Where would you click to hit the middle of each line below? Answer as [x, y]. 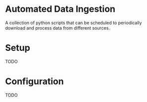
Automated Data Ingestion [60, 9]
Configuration [35, 82]
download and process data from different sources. [58, 28]
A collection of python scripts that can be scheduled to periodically [73, 23]
